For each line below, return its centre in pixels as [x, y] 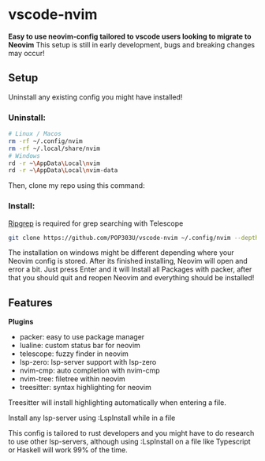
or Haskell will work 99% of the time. [68, 450]
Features [30, 303]
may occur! [26, 53]
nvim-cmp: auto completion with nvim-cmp [90, 371]
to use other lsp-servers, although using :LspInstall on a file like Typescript [129, 442]
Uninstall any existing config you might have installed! [95, 97]
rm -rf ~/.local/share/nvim [54, 148]
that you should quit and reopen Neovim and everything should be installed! [131, 278]
